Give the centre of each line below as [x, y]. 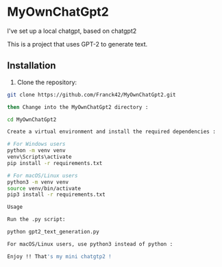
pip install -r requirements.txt [55, 163]
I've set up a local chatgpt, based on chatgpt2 [72, 31]
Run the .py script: [37, 220]
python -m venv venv [37, 151]
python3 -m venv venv [38, 182]
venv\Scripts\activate [39, 157]
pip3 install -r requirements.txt [57, 195]
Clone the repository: [47, 82]
